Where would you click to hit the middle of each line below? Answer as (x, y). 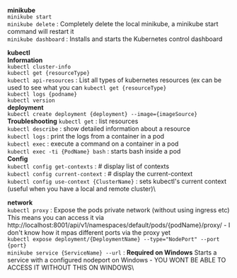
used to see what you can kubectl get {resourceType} (87, 87)
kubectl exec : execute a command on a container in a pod (93, 144)
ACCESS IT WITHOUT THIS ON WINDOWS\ (71, 267)
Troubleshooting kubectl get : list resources (73, 121)
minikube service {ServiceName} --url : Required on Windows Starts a (112, 253)
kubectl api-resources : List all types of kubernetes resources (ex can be (114, 80)
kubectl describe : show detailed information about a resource (99, 129)
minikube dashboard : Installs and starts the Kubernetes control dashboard (115, 39)
